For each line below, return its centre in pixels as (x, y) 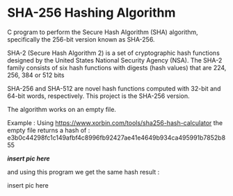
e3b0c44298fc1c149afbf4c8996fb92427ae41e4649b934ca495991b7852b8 (116, 138)
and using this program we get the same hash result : (83, 172)
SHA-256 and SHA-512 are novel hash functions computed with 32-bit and (114, 88)
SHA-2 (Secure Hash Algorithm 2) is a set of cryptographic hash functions (114, 53)
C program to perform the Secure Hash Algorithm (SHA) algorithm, (103, 32)
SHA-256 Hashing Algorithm (91, 13)
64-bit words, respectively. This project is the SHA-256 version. (98, 96)
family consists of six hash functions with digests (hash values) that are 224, (117, 67)
